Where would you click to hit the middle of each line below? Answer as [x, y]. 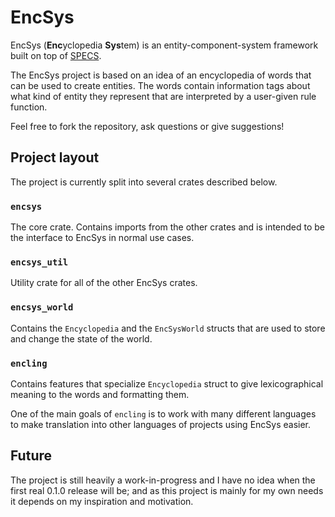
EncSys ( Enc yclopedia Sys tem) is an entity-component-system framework [164, 45]
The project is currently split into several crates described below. [144, 182]
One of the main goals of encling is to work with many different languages [163, 413]
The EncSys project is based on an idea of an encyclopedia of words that [161, 75]
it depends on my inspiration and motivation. [102, 501]
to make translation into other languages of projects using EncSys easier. [161, 424]
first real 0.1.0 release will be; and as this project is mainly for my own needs [167, 490]
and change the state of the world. [81, 338]
